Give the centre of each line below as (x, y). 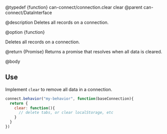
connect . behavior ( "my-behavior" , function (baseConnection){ (70, 98)
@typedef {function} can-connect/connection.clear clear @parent (74, 7)
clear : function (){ (35, 108)
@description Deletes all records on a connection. (57, 22)
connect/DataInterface (29, 13)
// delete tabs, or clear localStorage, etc (66, 113)
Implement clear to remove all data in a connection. (59, 89)
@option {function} (25, 32)
